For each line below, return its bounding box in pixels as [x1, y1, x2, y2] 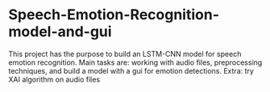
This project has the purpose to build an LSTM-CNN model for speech [8, 49, 242, 58]
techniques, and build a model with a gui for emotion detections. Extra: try [8, 66, 254, 75]
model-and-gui [8, 22, 112, 41]
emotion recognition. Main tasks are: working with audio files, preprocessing [8, 58, 263, 67]
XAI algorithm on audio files [8, 74, 101, 84]
